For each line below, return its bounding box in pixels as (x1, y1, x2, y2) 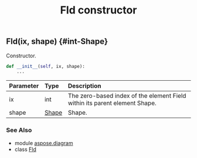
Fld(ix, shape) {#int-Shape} (6, 36, 108, 47)
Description (67, 82, 101, 90)
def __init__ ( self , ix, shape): (6, 63, 85, 69)
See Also (6, 126, 32, 135)
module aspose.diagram (14, 139, 73, 146)
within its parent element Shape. (67, 99, 157, 107)
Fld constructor (60, 4, 137, 17)
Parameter (9, 82, 39, 90)
